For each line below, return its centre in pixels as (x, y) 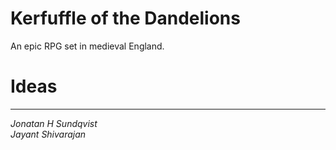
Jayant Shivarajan (48, 134)
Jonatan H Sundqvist (54, 123)
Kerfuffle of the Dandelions (125, 18)
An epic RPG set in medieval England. (87, 46)
